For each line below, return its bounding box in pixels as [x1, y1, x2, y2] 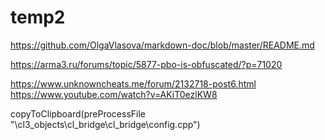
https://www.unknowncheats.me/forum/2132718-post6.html [10, 77, 257, 90]
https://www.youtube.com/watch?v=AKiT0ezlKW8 [10, 88, 218, 100]
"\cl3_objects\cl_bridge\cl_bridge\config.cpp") [10, 118, 201, 130]
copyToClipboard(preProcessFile [10, 107, 146, 120]
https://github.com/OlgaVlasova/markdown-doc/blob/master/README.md [10, 39, 315, 51]
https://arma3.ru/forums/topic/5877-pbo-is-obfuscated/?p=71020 [10, 58, 283, 70]
